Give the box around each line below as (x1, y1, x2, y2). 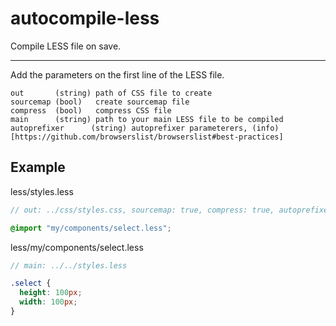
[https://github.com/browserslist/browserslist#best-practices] (10, 132, 284, 142)
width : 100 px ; (19, 297, 78, 307)
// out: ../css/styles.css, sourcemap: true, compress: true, (10, 205, 275, 215)
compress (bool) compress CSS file (10, 105, 172, 116)
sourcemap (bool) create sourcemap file (10, 97, 190, 107)
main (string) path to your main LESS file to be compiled (10, 114, 284, 124)
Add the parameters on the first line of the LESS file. (10, 68, 225, 81)
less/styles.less (10, 185, 74, 197)
